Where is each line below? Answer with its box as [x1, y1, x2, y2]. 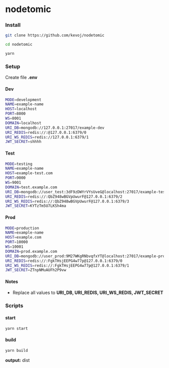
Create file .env [5, 75, 38, 81]
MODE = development [5, 97, 42, 102]
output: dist [5, 357, 30, 363]
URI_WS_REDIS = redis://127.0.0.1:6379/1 [5, 134, 89, 139]
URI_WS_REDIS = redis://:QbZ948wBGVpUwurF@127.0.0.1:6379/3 [5, 199, 129, 204]
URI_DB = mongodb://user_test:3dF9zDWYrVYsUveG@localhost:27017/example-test [5, 189, 167, 194]
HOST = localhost [5, 107, 37, 112]
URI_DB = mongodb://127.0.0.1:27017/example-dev [5, 125, 105, 130]
